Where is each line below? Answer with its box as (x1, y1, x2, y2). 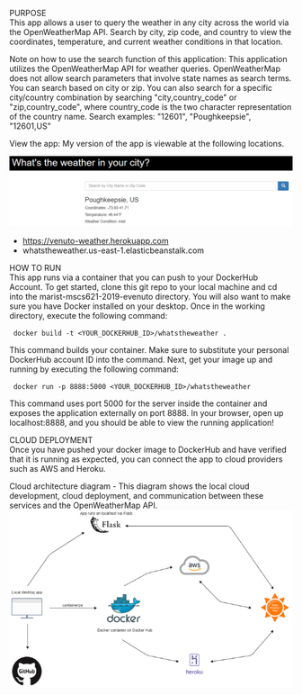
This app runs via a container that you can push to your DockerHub (9, 272, 259, 283)
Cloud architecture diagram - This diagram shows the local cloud (9, 481, 250, 492)
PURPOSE (9, 8, 47, 18)
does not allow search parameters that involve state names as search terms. (9, 73, 292, 84)
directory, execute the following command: (9, 311, 168, 321)
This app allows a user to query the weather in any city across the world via (9, 17, 289, 28)
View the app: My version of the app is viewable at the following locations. (9, 139, 285, 149)
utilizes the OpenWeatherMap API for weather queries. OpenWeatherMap (9, 63, 281, 74)
